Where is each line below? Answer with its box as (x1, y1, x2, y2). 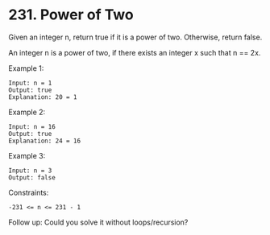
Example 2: (8, 107, 46, 117)
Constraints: (8, 188, 49, 197)
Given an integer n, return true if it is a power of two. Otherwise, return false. (8, 32, 263, 42)
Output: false (8, 173, 56, 182)
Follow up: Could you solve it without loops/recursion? (8, 217, 189, 227)
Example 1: (8, 63, 44, 73)
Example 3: (8, 150, 46, 160)
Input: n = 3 (8, 167, 52, 175)
